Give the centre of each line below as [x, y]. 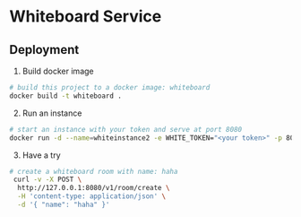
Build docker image [58, 71]
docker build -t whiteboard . [66, 96]
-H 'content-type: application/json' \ [92, 196]
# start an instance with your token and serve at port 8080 [126, 129]
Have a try [41, 155]
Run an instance [52, 113]
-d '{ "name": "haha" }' [64, 204]
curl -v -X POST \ [47, 180]
